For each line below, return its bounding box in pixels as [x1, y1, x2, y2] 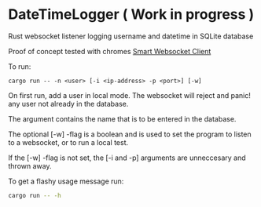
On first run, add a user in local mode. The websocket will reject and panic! [8, 90, 252, 100]
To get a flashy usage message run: [8, 176, 124, 186]
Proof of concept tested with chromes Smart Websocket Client [8, 46, 211, 56]
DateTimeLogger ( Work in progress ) [8, 5, 255, 24]
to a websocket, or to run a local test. [8, 137, 129, 147]
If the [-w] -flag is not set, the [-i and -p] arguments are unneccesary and [8, 153, 246, 162]
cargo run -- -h [8, 191, 61, 199]
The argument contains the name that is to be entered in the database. [8, 114, 237, 123]
